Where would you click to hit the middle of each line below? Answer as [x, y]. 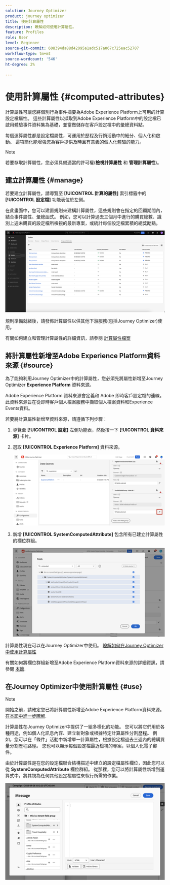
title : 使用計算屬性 [25, 21]
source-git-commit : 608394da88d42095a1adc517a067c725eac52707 [72, 48]
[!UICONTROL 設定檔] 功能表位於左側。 [46, 200]
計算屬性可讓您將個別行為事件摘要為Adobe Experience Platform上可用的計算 [85, 112]
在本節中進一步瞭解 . [26, 716]
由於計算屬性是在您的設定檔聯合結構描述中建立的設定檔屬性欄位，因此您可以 [85, 763]
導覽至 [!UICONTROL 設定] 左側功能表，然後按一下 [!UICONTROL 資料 [86, 430]
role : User [17, 38]
